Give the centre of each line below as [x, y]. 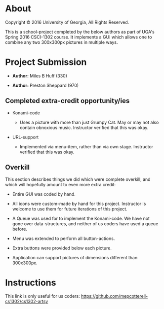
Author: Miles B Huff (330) [40, 76]
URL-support [25, 137]
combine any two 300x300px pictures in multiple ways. [61, 42]
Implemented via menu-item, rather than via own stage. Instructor [86, 146]
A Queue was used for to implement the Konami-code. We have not [81, 218]
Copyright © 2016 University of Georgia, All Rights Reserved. [67, 22]
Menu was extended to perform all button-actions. [63, 238]
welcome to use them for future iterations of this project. [70, 209]
